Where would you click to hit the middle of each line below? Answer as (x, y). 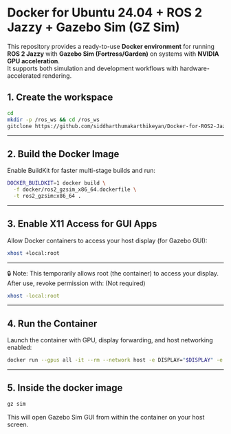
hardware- (195, 68)
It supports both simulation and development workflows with (93, 68)
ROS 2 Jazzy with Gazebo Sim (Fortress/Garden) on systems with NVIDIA (113, 54)
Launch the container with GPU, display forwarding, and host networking (110, 340)
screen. (18, 424)
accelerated (24, 75)
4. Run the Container (52, 323)
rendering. (57, 75)
